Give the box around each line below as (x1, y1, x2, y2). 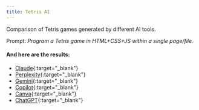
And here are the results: (6, 51, 70, 58)
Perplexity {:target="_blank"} (15, 71, 86, 78)
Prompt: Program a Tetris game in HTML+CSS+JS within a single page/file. (6, 37, 194, 44)
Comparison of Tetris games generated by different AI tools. (6, 25, 156, 33)
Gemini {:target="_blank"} (15, 77, 79, 85)
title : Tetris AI (6, 8, 50, 15)
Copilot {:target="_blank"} (15, 83, 79, 91)
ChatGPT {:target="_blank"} (15, 96, 83, 103)
